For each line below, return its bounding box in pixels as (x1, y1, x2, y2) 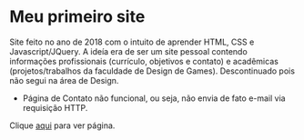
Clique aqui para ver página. (9, 120, 116, 131)
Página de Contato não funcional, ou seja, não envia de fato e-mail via (22, 93, 286, 104)
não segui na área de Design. (9, 75, 119, 85)
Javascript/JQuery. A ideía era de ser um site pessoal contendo (9, 45, 248, 56)
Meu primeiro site (9, 6, 146, 27)
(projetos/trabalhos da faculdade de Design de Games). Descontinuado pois (9, 65, 296, 76)
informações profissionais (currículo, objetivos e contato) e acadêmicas (9, 55, 279, 66)
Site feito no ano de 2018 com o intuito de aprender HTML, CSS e (9, 36, 255, 47)
